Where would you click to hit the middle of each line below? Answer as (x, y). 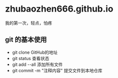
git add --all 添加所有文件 (37, 64)
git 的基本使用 (26, 40)
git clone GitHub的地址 (35, 52)
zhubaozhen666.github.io (59, 9)
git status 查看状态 (31, 58)
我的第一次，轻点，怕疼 (29, 23)
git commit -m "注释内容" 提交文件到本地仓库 (57, 70)
